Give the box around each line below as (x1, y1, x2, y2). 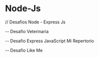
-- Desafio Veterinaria (5, 28, 49, 34)
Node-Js (5, 3, 41, 14)
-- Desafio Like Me (5, 47, 43, 53)
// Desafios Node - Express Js (5, 19, 66, 25)
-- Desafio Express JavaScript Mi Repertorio (5, 38, 94, 44)
